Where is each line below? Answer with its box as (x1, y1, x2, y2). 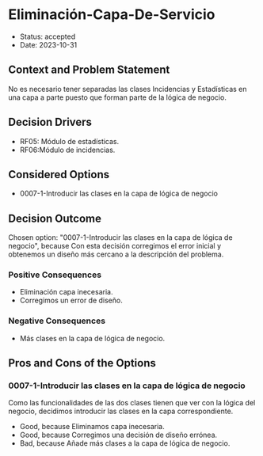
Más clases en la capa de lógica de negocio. (19, 333, 166, 343)
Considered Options (8, 168, 109, 181)
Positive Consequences (8, 269, 101, 280)
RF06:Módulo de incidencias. (19, 145, 116, 154)
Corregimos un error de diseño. (19, 295, 123, 306)
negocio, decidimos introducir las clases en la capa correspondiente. (8, 406, 234, 416)
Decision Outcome (8, 211, 101, 225)
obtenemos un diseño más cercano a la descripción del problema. (8, 249, 224, 259)
